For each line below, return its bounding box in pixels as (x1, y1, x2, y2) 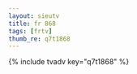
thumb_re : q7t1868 (8, 34, 71, 43)
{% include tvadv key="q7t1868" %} (8, 57, 130, 67)
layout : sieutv (8, 11, 60, 20)
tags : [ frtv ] (8, 27, 53, 35)
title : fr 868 (8, 20, 57, 28)
